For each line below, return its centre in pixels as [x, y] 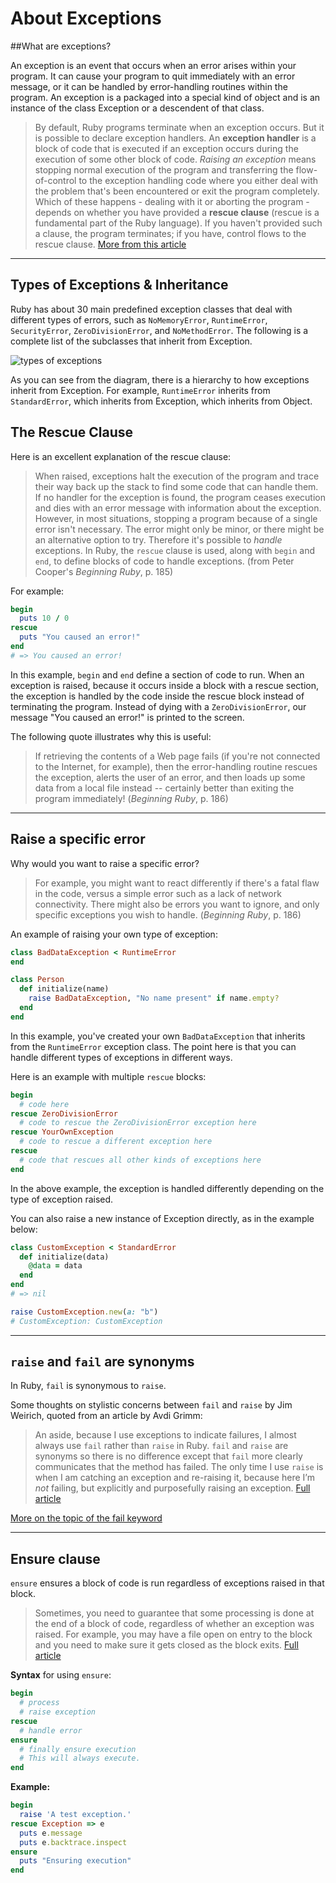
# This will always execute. [80, 1758]
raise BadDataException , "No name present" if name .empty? [154, 998]
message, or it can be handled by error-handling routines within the [149, 86]
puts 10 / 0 [44, 618]
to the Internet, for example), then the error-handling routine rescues [176, 766]
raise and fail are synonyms [102, 1362]
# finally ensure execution [78, 1749]
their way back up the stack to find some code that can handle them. [176, 486]
